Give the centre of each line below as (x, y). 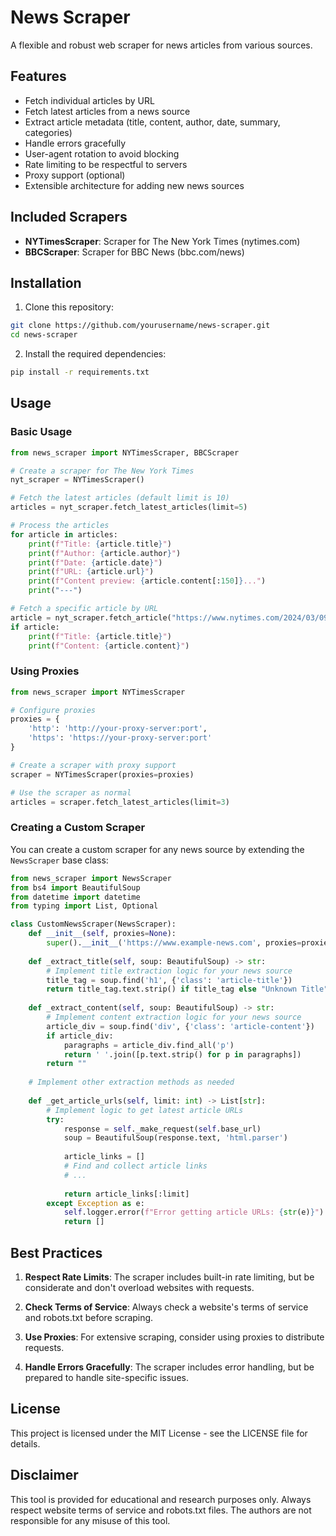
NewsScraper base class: (59, 860)
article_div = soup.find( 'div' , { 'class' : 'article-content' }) (180, 1026)
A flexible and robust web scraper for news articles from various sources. (161, 45)
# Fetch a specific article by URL (84, 609)
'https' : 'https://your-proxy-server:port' (120, 738)
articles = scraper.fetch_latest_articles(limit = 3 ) (120, 802)
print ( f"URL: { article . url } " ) (91, 572)
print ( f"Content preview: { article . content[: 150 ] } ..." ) (147, 581)
